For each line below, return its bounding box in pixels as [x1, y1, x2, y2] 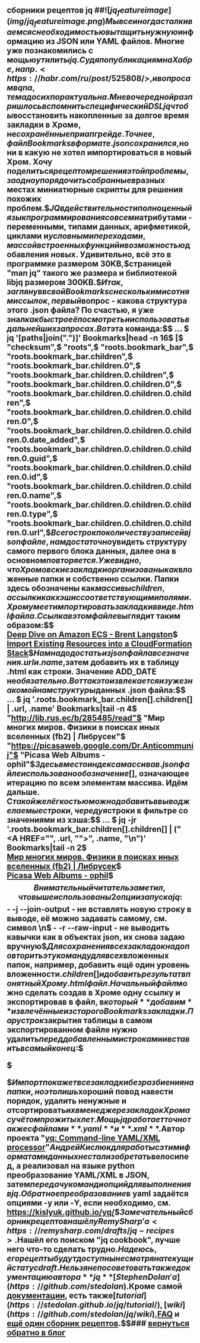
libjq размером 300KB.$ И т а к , [7, 277, 123, 287]
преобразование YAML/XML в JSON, [7, 1170, 150, 1180]
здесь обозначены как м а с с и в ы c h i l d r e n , [7, 583, 165, 593]
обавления [7, 249, 49, 259]
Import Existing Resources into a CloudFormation [7, 638, 192, 649]
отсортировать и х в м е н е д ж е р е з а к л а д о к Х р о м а [7, 1105, 191, 1115]
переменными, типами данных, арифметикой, [7, 221, 191, 231]
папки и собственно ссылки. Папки [40, 574, 179, 584]
